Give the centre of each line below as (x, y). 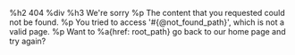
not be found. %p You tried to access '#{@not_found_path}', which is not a (147, 22)
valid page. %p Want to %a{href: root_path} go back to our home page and (147, 31)
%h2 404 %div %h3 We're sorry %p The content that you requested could (147, 13)
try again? (28, 41)
